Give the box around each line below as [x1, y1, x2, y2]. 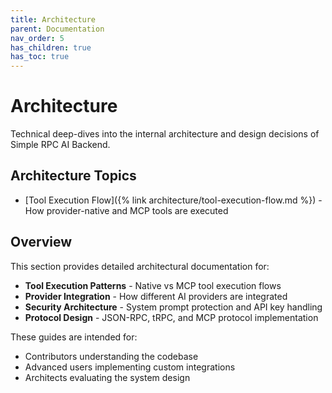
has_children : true [10, 42, 92, 53]
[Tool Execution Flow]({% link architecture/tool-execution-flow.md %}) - [24, 194, 323, 206]
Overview [10, 234, 73, 251]
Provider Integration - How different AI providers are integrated [24, 290, 288, 302]
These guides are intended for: [10, 331, 138, 343]
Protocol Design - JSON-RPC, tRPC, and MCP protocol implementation [24, 311, 319, 323]
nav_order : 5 [10, 33, 65, 43]
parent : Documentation [10, 24, 105, 34]
